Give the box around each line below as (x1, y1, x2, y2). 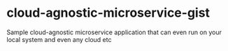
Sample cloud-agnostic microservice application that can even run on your (6, 28, 222, 36)
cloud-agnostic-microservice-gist (6, 5, 211, 21)
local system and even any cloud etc (6, 35, 112, 43)
